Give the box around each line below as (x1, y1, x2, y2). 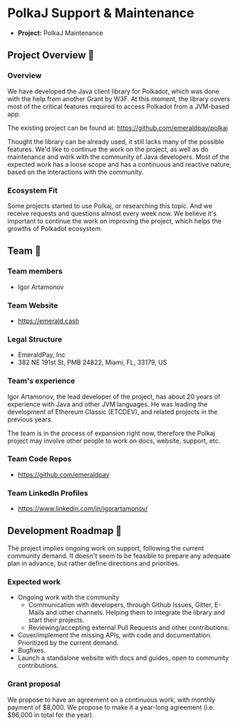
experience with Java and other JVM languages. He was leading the (7, 399, 208, 408)
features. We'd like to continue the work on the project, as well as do (7, 145, 209, 153)
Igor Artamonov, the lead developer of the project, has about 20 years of (7, 392, 221, 401)
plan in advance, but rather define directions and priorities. (7, 558, 180, 568)
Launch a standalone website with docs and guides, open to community (17, 654, 229, 663)
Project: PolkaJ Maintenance (17, 29, 103, 37)
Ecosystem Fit (7, 185, 58, 195)
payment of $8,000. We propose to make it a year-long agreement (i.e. (7, 702, 215, 711)
